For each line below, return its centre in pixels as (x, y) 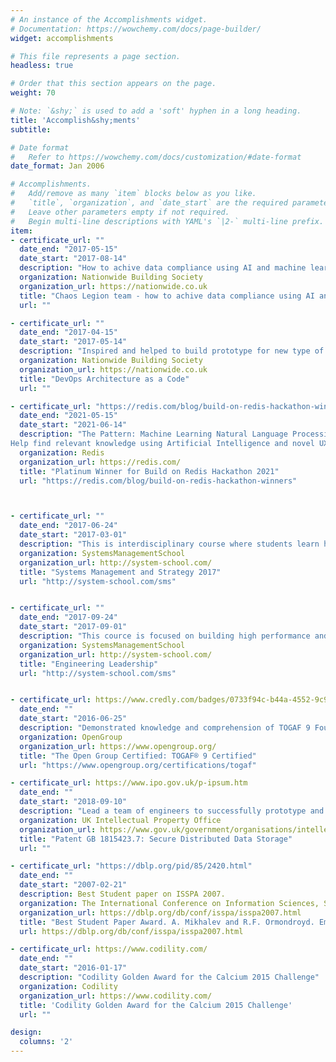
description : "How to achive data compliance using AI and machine (163, 268)
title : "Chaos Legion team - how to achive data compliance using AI (167, 296)
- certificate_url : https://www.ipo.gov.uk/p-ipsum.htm (129, 783)
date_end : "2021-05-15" (68, 416)
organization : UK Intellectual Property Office (120, 820)
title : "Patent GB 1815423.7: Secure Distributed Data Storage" (156, 839)
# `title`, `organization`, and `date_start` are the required (149, 203)
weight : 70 (33, 93)
